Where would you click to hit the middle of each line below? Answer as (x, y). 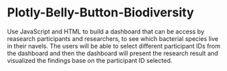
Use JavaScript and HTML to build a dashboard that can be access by (106, 31)
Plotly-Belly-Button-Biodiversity (101, 13)
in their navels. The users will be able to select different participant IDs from (114, 46)
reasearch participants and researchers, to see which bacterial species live (113, 38)
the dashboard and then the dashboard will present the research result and (113, 53)
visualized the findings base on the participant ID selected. (90, 60)
